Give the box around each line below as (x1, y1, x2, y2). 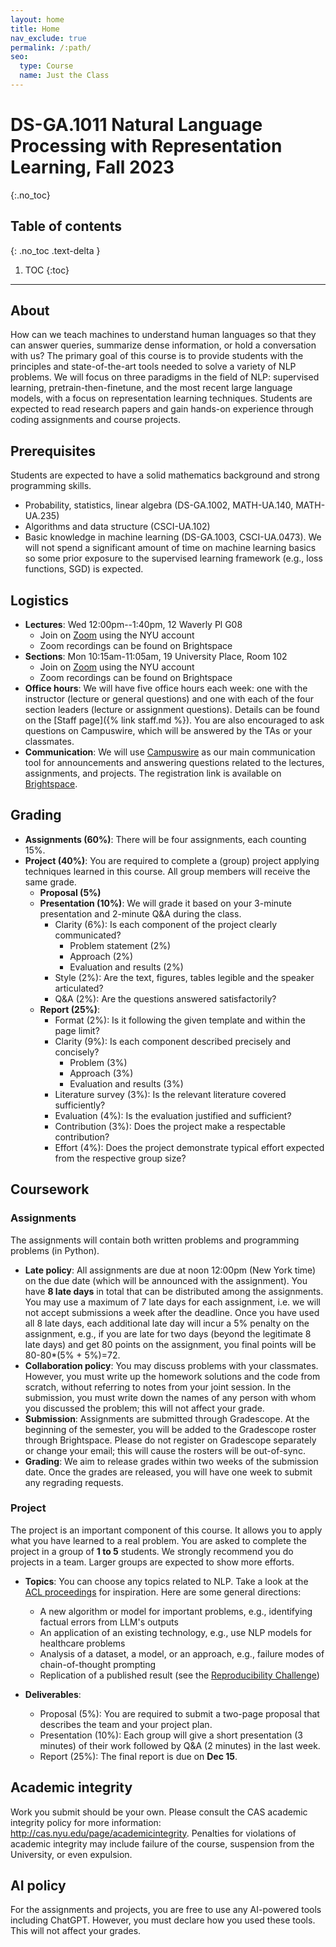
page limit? (54, 1024, 100, 1036)
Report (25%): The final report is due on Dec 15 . (39, 1750, 238, 1762)
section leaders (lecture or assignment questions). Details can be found (24, 704, 320, 716)
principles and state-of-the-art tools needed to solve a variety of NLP (10, 361, 297, 373)
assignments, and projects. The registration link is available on (24, 767, 282, 780)
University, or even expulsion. (10, 1848, 133, 1860)
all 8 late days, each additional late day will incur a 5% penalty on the (24, 1317, 310, 1329)
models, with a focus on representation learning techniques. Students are (10, 392, 313, 405)
